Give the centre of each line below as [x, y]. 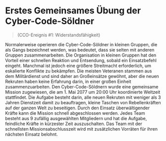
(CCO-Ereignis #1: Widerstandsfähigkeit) [59, 35]
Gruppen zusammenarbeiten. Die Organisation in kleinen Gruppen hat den [81, 55]
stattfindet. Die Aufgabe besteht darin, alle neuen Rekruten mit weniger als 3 [83, 97]
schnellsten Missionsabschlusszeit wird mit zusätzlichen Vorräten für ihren [81, 129]
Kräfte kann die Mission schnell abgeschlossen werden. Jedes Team [75, 113]
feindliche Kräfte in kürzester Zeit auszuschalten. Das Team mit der [74, 124]
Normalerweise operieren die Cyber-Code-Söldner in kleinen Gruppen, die [81, 44]
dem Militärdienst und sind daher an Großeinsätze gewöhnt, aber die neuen [82, 76]
